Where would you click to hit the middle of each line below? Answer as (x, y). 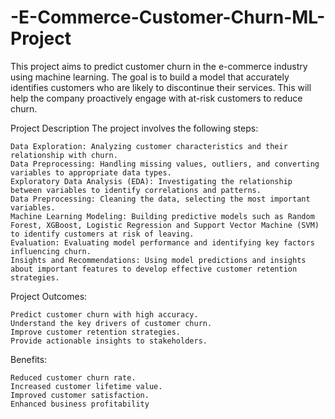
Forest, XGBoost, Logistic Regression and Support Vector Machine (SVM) (165, 225)
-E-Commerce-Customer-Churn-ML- (168, 17)
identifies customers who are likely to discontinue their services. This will (161, 87)
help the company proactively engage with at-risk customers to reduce (156, 98)
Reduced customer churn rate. (73, 377)
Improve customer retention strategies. (96, 332)
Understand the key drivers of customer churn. (111, 323)
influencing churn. (51, 251)
